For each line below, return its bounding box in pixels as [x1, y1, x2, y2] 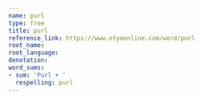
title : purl [8, 26, 48, 34]
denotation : [8, 57, 48, 65]
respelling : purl [15, 78, 74, 86]
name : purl [8, 11, 45, 20]
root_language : [8, 49, 59, 57]
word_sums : [8, 64, 45, 72]
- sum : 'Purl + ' [8, 71, 67, 79]
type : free [8, 19, 45, 27]
